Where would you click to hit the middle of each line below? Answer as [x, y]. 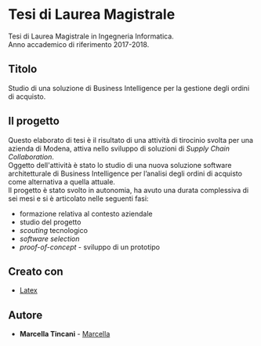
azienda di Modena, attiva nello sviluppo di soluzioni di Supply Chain [119, 148]
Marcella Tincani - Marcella [65, 334]
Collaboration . [31, 157]
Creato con [36, 271]
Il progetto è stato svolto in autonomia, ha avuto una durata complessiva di [129, 190]
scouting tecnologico [54, 230]
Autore [25, 315]
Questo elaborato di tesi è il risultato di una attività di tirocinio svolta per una [130, 140]
